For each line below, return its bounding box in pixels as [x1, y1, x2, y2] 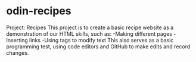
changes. [6, 49, 29, 56]
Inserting [6, 36, 28, 44]
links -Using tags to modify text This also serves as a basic [29, 36, 174, 44]
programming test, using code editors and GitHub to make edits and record [6, 43, 191, 50]
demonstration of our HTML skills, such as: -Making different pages [6, 30, 173, 37]
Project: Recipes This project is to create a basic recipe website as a [6, 24, 174, 31]
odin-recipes [6, 4, 71, 18]
